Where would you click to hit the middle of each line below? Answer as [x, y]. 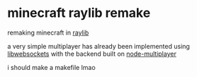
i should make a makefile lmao [51, 67]
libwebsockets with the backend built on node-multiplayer [92, 54]
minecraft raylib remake [79, 13]
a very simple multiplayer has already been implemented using [98, 46]
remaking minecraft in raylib [48, 32]
